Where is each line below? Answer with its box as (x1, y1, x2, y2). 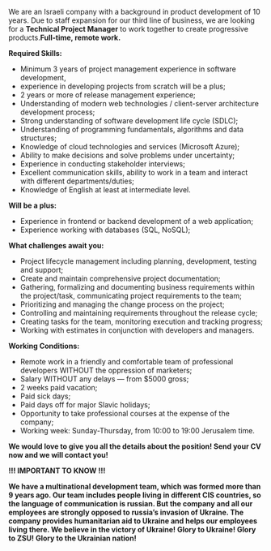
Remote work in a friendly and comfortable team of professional (19, 357, 234, 366)
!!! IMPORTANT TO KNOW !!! (8, 466, 106, 476)
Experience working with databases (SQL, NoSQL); (19, 225, 191, 235)
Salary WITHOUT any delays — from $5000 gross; (19, 374, 189, 384)
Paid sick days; (19, 391, 71, 401)
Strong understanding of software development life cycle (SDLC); (19, 116, 239, 125)
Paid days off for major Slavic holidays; (19, 400, 150, 409)
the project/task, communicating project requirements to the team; (19, 291, 243, 300)
